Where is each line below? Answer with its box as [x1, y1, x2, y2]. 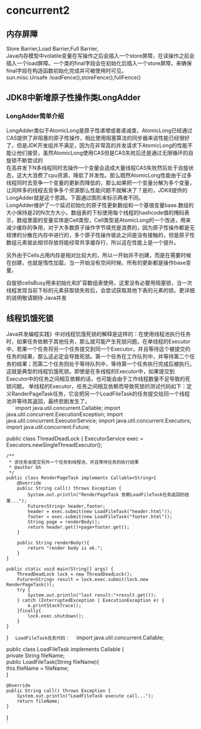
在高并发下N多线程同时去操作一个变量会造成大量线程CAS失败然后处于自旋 [6, 164, 189, 171]
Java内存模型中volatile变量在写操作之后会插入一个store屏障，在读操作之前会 [6, 52, 195, 59]
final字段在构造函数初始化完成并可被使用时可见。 [6, 67, 127, 74]
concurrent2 [6, 4, 70, 17]
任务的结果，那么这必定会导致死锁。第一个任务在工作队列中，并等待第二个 [6, 353, 190, 360]
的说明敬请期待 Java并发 [6, 294, 67, 301]
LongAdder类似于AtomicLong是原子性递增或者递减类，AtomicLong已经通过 [6, 127, 193, 134]
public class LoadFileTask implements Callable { [6, 645, 124, 653]
